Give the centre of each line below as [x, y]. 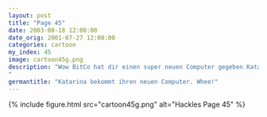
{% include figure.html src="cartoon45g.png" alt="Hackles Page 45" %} [127, 104]
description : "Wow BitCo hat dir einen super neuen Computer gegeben [126, 67]
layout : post [30, 15]
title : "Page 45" [37, 23]
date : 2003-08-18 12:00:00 [53, 30]
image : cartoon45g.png [46, 60]
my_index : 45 [30, 52]
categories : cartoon [43, 45]
